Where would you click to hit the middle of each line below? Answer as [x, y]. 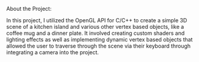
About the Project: [29, 9]
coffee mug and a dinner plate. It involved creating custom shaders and [96, 33]
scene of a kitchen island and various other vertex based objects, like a [95, 27]
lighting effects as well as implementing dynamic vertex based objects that [99, 39]
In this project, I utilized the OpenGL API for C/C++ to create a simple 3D [97, 20]
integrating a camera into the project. [52, 52]
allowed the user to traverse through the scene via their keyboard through [99, 46]
